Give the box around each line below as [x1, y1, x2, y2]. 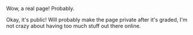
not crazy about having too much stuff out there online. [6, 23, 141, 29]
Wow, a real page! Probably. [6, 5, 75, 12]
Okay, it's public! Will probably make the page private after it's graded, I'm [6, 16, 188, 23]
